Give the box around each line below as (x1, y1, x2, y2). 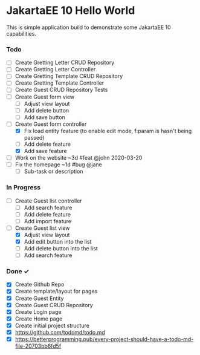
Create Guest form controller (15, 120, 87, 128)
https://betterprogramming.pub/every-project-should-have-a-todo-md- (15, 335, 194, 342)
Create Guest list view (15, 224, 70, 232)
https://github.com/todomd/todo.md (15, 328, 106, 336)
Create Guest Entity (15, 295, 64, 302)
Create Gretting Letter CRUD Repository (15, 59, 115, 67)
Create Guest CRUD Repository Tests (15, 86, 108, 94)
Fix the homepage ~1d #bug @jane (15, 161, 103, 168)
